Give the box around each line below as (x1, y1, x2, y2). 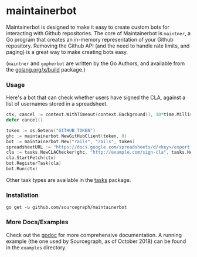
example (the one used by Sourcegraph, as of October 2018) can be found (6, 238, 186, 245)
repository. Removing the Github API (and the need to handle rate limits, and (6, 42, 190, 49)
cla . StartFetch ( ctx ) (6, 155, 57, 161)
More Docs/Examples (6, 218, 69, 226)
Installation (6, 191, 39, 199)
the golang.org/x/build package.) (6, 66, 86, 73)
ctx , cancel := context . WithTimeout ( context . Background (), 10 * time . (6, 111, 177, 118)
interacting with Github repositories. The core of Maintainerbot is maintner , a (6, 29, 191, 36)
